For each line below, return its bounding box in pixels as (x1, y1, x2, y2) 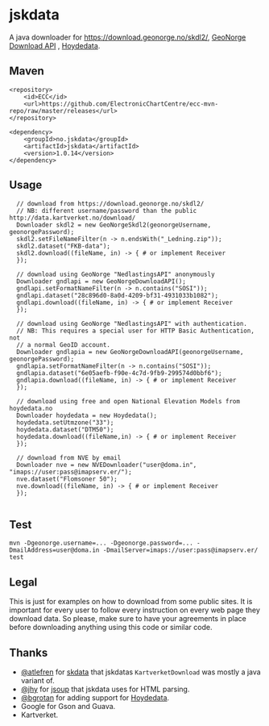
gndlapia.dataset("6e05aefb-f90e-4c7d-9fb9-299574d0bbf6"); (16, 369, 222, 377)
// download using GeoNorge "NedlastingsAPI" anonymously (16, 270, 216, 278)
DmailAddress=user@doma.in (9, 546, 100, 554)
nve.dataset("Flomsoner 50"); (16, 474, 118, 483)
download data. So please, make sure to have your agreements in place (9, 614, 246, 624)
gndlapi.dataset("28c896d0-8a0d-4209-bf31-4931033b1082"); (16, 291, 219, 299)
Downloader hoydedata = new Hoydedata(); (16, 411, 158, 419)
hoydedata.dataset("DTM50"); (16, 425, 114, 433)
